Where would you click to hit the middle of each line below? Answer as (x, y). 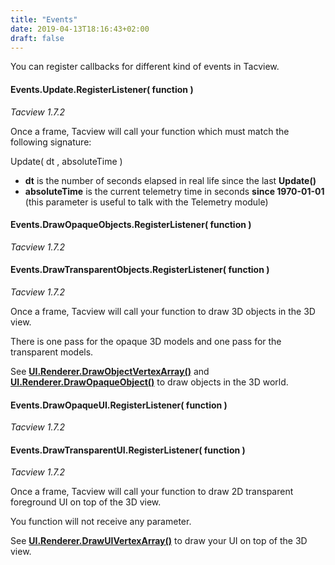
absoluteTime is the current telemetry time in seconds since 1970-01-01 (174, 191)
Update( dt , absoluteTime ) (66, 161)
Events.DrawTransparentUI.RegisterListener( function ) (128, 450)
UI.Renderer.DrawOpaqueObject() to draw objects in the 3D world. (149, 382)
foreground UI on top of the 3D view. (86, 502)
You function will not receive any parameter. (101, 522)
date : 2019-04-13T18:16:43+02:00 (80, 29)
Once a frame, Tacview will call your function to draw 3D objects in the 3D (163, 311)
